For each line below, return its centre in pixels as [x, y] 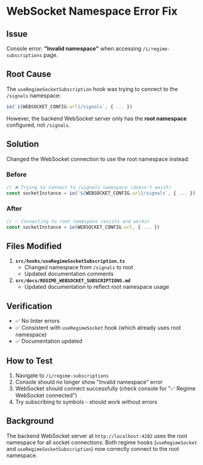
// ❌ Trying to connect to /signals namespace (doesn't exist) [89, 187]
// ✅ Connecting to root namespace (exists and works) [78, 221]
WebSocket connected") [46, 395]
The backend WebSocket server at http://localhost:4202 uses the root [97, 436]
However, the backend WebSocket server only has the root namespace [97, 118]
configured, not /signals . [38, 125]
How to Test [30, 361]
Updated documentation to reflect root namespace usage [97, 287]
